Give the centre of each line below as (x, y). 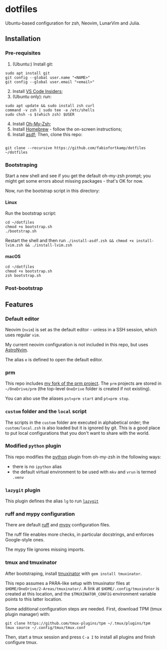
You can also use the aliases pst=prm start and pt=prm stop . (67, 398)
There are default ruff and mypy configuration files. (58, 525)
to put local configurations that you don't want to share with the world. (78, 433)
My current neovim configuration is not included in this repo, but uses (77, 344)
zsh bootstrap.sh (23, 276)
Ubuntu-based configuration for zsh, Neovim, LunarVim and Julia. (73, 23)
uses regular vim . (23, 335)
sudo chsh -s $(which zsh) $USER (40, 114)
